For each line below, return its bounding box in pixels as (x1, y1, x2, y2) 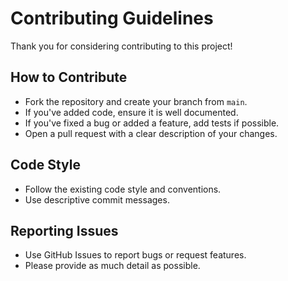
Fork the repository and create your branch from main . (24, 95, 248, 107)
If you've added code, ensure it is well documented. (24, 106, 239, 118)
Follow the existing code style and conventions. (24, 183, 222, 195)
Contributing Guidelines (10, 7, 214, 30)
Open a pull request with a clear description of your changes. (24, 127, 278, 139)
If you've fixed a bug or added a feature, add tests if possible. (24, 117, 280, 129)
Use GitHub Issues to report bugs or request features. (24, 249, 247, 261)
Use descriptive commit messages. (24, 193, 170, 206)
